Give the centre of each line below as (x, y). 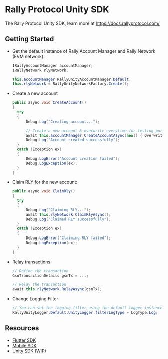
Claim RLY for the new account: (45, 182)
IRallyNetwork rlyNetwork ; (40, 70)
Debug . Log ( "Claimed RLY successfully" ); (68, 219)
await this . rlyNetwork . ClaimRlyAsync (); (68, 214)
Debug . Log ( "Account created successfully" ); (73, 140)
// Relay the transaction (39, 285)
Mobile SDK (24, 345)
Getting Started (30, 39)
